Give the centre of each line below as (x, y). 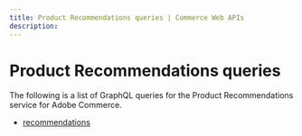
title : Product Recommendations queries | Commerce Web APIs (127, 18)
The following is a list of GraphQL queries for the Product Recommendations (151, 95)
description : (34, 26)
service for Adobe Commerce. (66, 105)
